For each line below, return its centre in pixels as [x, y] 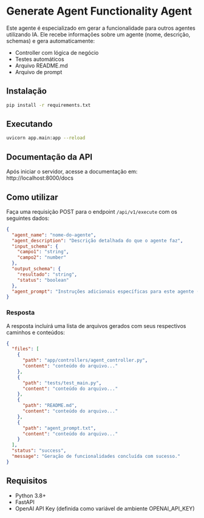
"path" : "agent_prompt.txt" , [59, 428]
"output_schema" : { [36, 269]
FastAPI [25, 502]
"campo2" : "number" [42, 257]
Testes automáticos [40, 59]
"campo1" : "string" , [43, 252]
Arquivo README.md [41, 66]
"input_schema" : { [35, 246]
